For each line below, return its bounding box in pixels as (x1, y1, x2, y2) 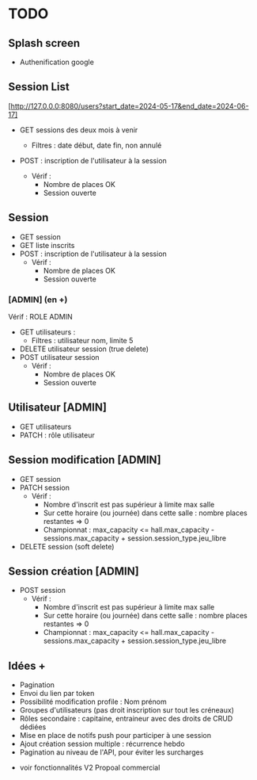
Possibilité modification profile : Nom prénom (19, 697, 168, 706)
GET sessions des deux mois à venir (19, 124, 138, 135)
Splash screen (8, 36, 81, 50)
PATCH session (19, 483, 70, 492)
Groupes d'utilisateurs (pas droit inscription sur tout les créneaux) (19, 705, 235, 715)
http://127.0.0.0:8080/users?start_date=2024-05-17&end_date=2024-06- (10, 101, 249, 111)
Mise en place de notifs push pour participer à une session (19, 731, 212, 740)
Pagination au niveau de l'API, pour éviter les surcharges (19, 747, 204, 757)
